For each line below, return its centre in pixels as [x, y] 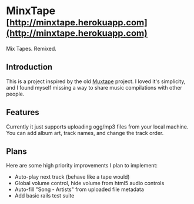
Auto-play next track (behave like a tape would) [72, 177]
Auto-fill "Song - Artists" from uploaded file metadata [79, 189]
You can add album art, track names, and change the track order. [85, 133]
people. [15, 94]
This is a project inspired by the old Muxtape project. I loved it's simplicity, [96, 81]
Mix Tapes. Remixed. [31, 48]
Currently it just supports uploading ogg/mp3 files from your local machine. [97, 126]
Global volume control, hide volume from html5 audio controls [89, 183]
